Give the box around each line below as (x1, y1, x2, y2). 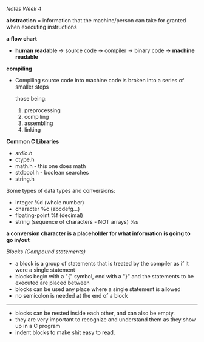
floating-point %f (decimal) (15, 212, 83, 219)
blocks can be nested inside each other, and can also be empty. (15, 309, 175, 317)
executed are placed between (15, 279, 90, 286)
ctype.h (15, 156, 35, 163)
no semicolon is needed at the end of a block (15, 292, 129, 299)
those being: (15, 95, 47, 102)
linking (24, 126, 41, 133)
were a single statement (15, 266, 76, 273)
